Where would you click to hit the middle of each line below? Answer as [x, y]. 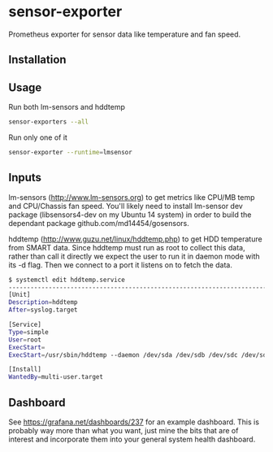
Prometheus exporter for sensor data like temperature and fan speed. [125, 34]
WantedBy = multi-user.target [56, 377]
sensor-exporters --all [49, 122]
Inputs [25, 178]
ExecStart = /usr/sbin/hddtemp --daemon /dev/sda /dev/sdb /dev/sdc [123, 355]
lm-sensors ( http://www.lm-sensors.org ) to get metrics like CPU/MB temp [132, 197]
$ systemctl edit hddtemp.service [67, 280]
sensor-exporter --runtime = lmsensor [70, 153]
